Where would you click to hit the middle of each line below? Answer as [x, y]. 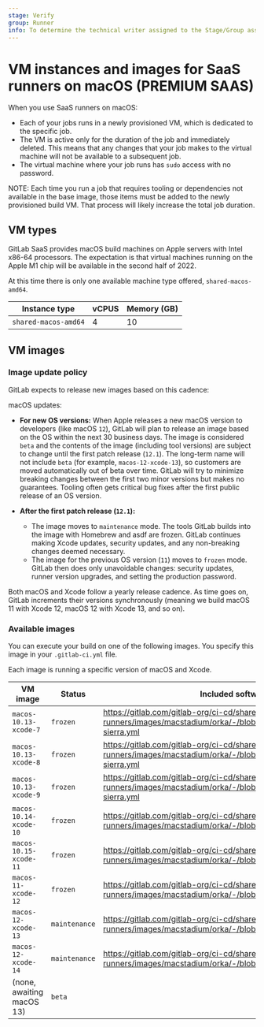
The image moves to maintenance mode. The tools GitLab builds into [141, 526]
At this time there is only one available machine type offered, [106, 281]
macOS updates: [35, 405]
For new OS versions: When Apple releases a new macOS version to [131, 420]
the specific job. [46, 132]
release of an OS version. [60, 495]
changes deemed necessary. [78, 551]
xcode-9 [26, 795]
